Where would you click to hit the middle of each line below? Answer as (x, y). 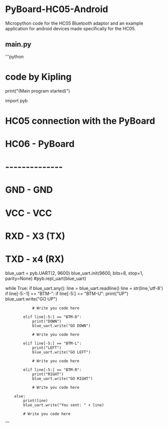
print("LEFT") (47, 348)
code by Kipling (38, 77)
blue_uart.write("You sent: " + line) (64, 405)
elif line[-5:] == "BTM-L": (52, 343)
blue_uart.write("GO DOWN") (61, 326)
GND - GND (29, 190)
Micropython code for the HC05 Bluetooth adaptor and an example (74, 23)
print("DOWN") (47, 321)
